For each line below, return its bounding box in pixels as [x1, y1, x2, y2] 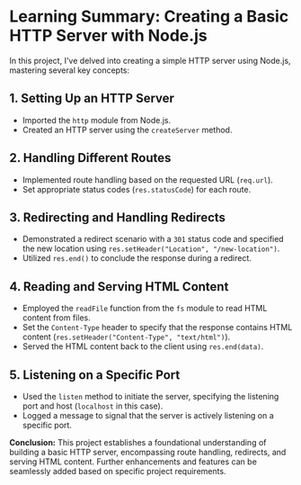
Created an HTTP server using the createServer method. [22, 124, 233, 135]
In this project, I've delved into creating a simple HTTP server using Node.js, [9, 55, 291, 66]
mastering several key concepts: [9, 65, 130, 76]
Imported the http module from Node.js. [22, 114, 172, 125]
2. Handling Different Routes [9, 150, 172, 166]
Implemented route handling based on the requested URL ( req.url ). [22, 174, 274, 185]
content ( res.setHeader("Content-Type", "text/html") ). [22, 331, 231, 343]
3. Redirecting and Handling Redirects [9, 210, 226, 225]
